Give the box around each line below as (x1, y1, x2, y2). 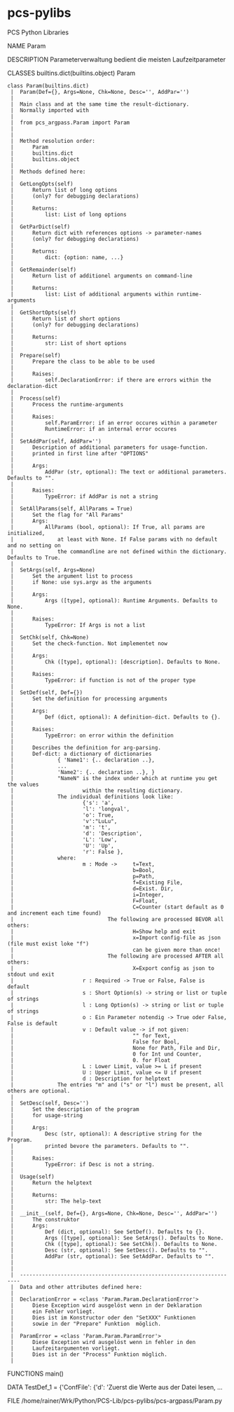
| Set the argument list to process (10, 572, 133, 579)
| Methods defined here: (10, 168, 86, 175)
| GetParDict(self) (10, 223, 71, 230)
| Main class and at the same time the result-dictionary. (10, 100, 190, 108)
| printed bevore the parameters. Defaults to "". (10, 1142, 190, 1149)
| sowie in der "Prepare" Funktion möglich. (10, 1320, 161, 1327)
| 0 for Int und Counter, (10, 1051, 202, 1058)
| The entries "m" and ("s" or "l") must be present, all (10, 1081, 224, 1088)
